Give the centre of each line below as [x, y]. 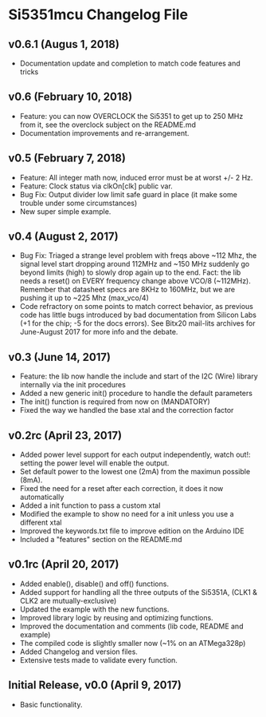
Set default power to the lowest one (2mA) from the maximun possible [135, 472]
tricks [29, 72]
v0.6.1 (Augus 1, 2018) [64, 44]
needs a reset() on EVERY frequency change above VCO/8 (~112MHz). [135, 281]
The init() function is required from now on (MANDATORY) [115, 402]
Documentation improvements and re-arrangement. [104, 133]
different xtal [41, 523]
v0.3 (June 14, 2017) [60, 357]
